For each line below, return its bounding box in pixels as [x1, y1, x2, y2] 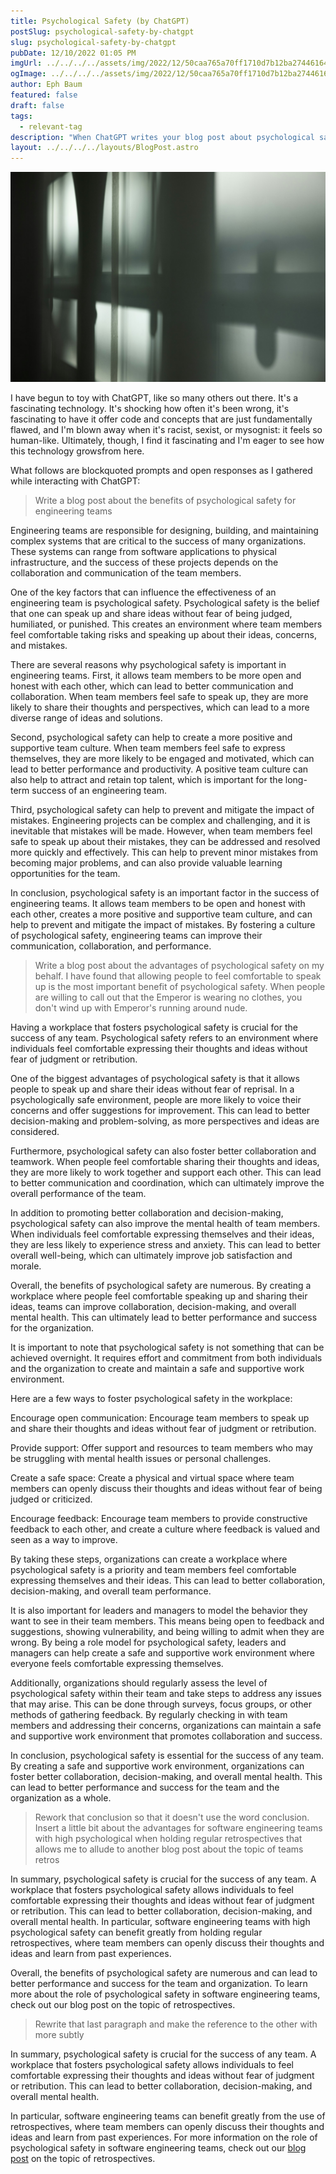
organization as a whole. [10, 1791, 112, 1804]
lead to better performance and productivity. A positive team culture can [10, 763, 309, 775]
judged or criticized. [10, 1493, 93, 1505]
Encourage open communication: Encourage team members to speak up [10, 1411, 310, 1424]
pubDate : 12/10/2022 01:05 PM [10, 48, 137, 58]
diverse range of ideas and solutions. [10, 711, 163, 724]
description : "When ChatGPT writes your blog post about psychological [10, 132, 315, 142]
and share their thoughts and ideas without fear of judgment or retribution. [10, 1422, 317, 1434]
